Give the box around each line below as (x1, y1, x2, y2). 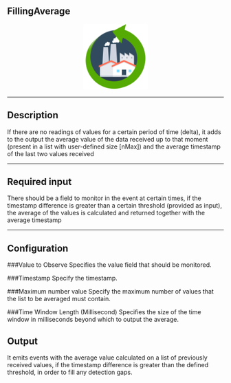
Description (7, 109, 58, 121)
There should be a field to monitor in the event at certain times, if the (7, 194, 201, 202)
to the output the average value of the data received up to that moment (7, 135, 208, 143)
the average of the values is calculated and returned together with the (7, 209, 205, 217)
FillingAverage (7, 6, 71, 17)
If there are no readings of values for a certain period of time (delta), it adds (7, 127, 221, 136)
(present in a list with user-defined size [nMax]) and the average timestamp (7, 142, 221, 151)
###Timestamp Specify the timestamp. (7, 274, 118, 283)
